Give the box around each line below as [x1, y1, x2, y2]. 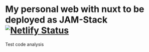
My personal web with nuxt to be [5, 3, 144, 15]
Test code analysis [5, 41, 44, 47]
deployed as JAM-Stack [5, 14, 108, 25]
